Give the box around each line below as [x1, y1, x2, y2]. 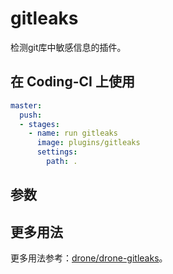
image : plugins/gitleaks [36, 138, 141, 148]
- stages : [19, 119, 60, 129]
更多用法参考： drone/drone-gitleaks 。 [10, 252, 168, 264]
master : [10, 100, 43, 111]
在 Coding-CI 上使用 [10, 73, 135, 91]
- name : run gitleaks [28, 128, 118, 139]
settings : [36, 147, 78, 157]
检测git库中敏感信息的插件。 [10, 41, 127, 53]
